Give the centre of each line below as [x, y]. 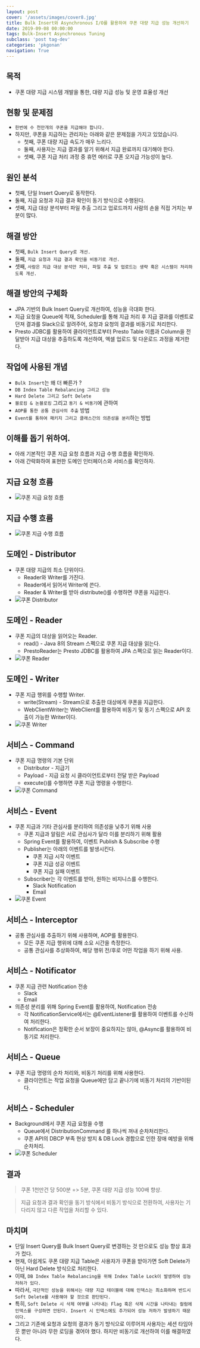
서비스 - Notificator [41, 971]
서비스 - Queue [33, 1057]
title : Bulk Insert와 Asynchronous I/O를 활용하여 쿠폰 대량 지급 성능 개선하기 [98, 23]
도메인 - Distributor [41, 554]
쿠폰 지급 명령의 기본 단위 [44, 760]
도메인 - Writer [33, 679]
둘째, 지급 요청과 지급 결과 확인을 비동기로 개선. [67, 259]
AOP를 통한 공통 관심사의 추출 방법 [52, 410]
